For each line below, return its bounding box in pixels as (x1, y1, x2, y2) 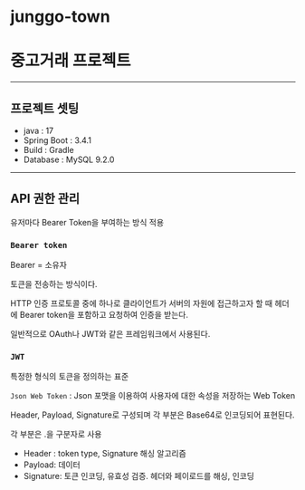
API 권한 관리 (10, 191, 81, 207)
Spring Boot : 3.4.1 (23, 134, 91, 146)
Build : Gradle (23, 144, 75, 155)
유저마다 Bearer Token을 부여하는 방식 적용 (10, 216, 165, 227)
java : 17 (23, 125, 54, 136)
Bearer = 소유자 (10, 260, 67, 271)
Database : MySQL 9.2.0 (23, 154, 115, 165)
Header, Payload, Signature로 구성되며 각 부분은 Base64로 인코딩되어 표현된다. (10, 409, 295, 420)
